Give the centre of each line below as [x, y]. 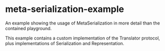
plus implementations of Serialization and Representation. [65, 43]
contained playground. [28, 28]
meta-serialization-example [65, 9]
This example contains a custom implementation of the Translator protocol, [83, 38]
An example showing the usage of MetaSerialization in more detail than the [83, 23]
